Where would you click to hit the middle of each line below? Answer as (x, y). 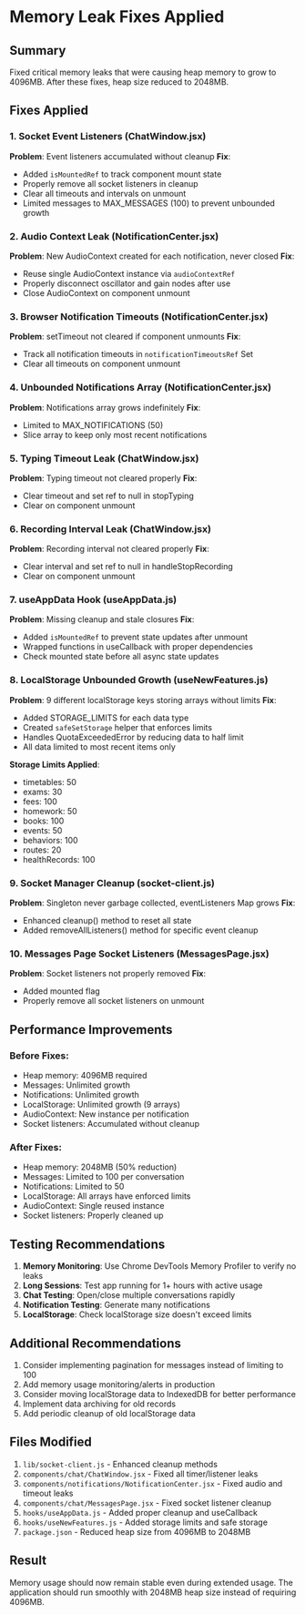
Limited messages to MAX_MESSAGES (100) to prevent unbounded (149, 203)
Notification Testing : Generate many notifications (117, 1305)
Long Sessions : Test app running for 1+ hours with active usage (142, 1285)
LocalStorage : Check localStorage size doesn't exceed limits (137, 1314)
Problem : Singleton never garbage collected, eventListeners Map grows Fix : (152, 903)
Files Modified (51, 1442)
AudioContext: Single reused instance (93, 1206)
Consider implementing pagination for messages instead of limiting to (153, 1365)
